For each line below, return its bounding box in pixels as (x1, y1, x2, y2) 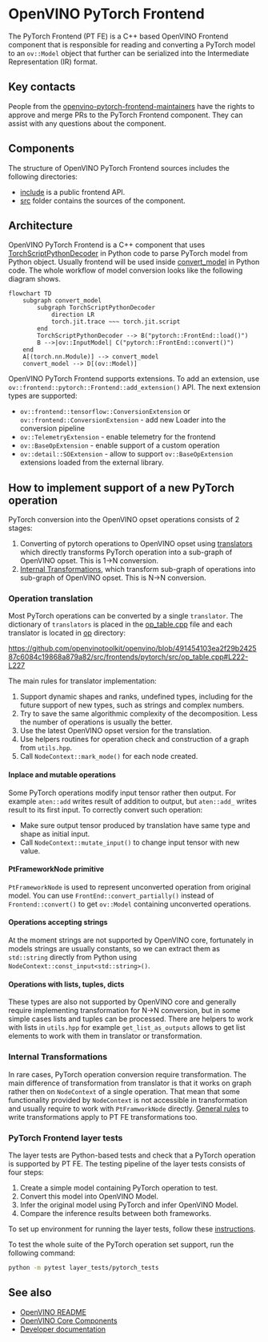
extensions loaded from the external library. (19, 458, 164, 468)
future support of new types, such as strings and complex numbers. (19, 700, 245, 710)
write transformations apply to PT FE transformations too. (8, 1112, 198, 1121)
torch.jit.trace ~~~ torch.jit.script (50, 318, 181, 326)
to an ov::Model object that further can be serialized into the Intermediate (8, 48, 250, 58)
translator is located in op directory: (8, 628, 126, 638)
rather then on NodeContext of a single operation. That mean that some (8, 1086, 240, 1096)
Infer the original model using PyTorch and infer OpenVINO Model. (19, 1200, 238, 1210)
